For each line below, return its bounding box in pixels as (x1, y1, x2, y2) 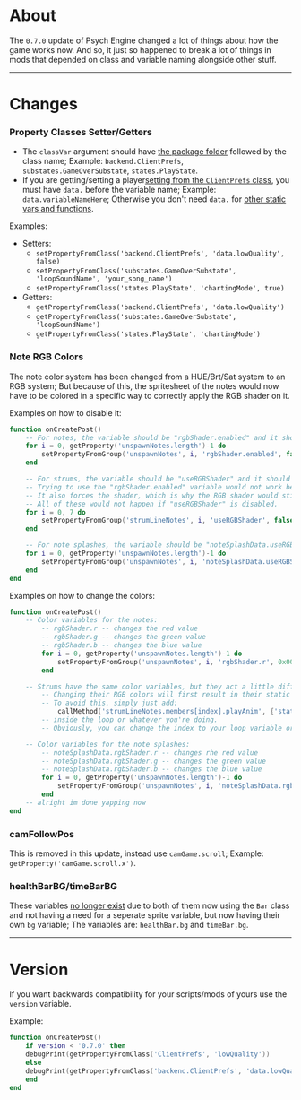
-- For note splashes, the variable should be (25, 541, 202, 550)
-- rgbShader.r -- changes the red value (41, 624, 199, 633)
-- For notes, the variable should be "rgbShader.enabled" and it (25, 433, 279, 442)
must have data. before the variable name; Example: (21, 185, 217, 195)
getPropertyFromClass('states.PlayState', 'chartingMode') (35, 330, 262, 339)
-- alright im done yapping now (25, 798, 146, 807)
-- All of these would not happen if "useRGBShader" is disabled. (25, 499, 279, 508)
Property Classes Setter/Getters (9, 126, 152, 139)
